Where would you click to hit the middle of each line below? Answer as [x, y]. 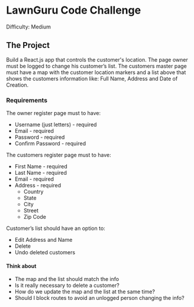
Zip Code [35, 217]
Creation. [17, 85]
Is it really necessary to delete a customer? [67, 286]
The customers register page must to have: [59, 155]
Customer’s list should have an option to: [56, 228]
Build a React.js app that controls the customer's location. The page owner [97, 59]
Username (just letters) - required [56, 124]
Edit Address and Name [43, 240]
